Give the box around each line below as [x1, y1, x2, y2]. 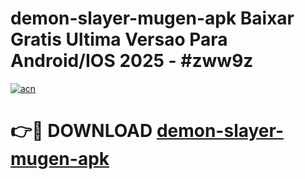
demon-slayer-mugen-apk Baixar [10, 7, 295, 30]
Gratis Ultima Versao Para [10, 28, 228, 51]
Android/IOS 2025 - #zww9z [10, 50, 254, 72]
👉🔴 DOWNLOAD [10, 120, 153, 142]
